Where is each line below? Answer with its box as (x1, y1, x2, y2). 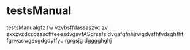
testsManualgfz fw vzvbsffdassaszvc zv (6, 24, 108, 31)
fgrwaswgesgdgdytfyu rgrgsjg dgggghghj (6, 37, 112, 44)
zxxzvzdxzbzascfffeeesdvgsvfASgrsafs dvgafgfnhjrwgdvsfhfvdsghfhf (6, 30, 184, 37)
